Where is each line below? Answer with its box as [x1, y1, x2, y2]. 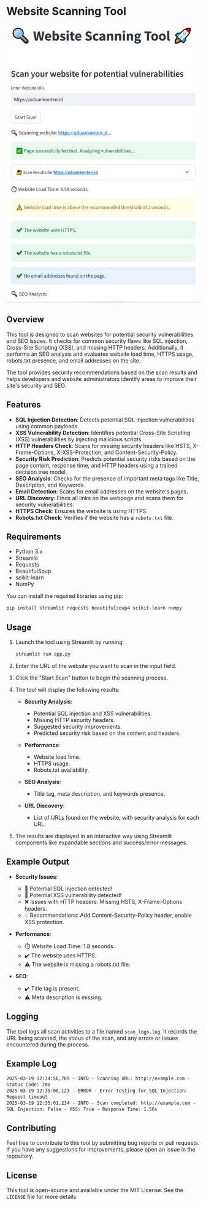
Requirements [6, 532, 61, 542]
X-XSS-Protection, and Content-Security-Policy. [56, 449, 178, 456]
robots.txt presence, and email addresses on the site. [6, 356, 141, 364]
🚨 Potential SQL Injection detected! [24, 885, 113, 892]
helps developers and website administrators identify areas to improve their [6, 375, 197, 382]
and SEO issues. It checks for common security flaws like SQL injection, [6, 337, 188, 345]
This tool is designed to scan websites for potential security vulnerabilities [6, 331, 194, 338]
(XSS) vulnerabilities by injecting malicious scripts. [15, 435, 143, 443]
